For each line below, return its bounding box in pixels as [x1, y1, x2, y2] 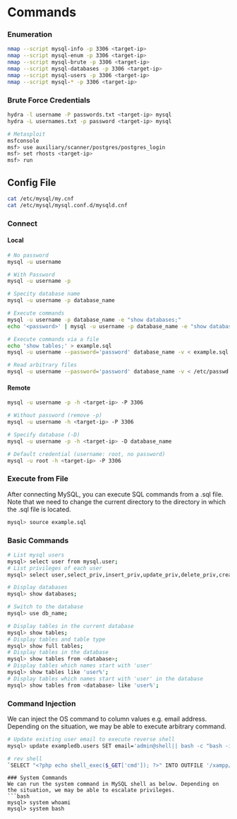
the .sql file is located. [7, 505, 72, 513]
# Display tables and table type [7, 636, 106, 643]
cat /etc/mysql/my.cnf [7, 195, 74, 202]
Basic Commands [7, 535, 69, 545]
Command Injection [7, 698, 76, 708]
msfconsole [7, 137, 39, 144]
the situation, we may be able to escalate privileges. [7, 786, 175, 794]
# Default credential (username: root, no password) [7, 451, 166, 458]
